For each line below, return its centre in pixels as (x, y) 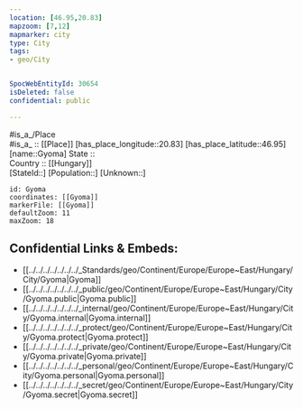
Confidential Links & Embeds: (94, 249)
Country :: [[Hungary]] (51, 163)
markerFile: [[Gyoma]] (52, 205)
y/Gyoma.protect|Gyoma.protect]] (85, 337)
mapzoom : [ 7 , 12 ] (40, 26)
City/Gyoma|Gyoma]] (62, 280)
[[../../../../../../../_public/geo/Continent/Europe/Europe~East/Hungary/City (157, 289)
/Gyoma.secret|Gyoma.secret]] (80, 395)
